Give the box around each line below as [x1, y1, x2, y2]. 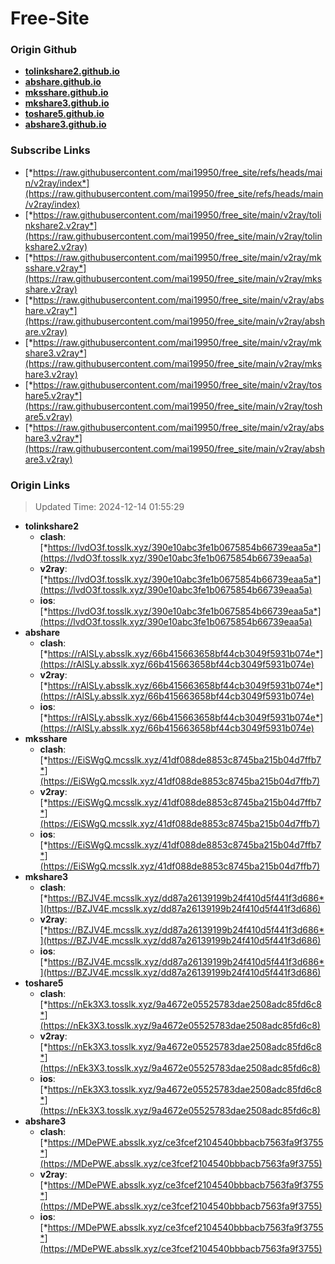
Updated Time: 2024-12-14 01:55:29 [34, 501, 185, 513]
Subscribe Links [10, 143, 91, 157]
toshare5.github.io [24, 108, 105, 120]
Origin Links [10, 478, 71, 492]
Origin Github [10, 43, 78, 57]
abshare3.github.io [24, 118, 107, 131]
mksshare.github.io [24, 87, 109, 99]
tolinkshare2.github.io [24, 65, 120, 77]
